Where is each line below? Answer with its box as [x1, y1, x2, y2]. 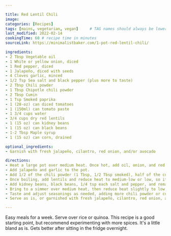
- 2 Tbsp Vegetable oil [5, 54, 56, 59]
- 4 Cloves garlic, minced [5, 73, 63, 78]
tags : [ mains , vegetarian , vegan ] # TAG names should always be [5, 26, 154, 31]
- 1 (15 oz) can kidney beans [5, 121, 70, 126]
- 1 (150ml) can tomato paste [5, 107, 70, 112]
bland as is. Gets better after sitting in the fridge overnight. [5, 225, 128, 231]
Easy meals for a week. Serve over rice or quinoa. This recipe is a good [5, 215, 155, 221]
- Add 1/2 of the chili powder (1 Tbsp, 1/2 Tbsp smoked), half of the [5, 172, 160, 177]
